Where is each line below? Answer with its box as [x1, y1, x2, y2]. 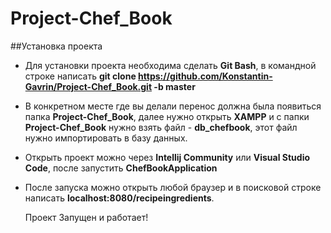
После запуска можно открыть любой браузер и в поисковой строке [24, 181, 322, 193]
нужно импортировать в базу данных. [24, 132, 188, 144]
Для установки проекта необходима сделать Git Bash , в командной [24, 59, 317, 71]
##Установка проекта [10, 40, 103, 52]
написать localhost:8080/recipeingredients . [24, 192, 215, 204]
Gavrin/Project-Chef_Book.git [24, 80, 153, 92]
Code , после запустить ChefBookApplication [24, 162, 218, 174]
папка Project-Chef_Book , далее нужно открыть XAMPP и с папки [24, 110, 310, 122]
